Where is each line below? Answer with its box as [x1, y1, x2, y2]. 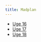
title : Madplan [5, 7, 37, 12]
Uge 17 [12, 26, 27, 32]
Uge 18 [12, 31, 27, 37]
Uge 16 [12, 21, 27, 27]
